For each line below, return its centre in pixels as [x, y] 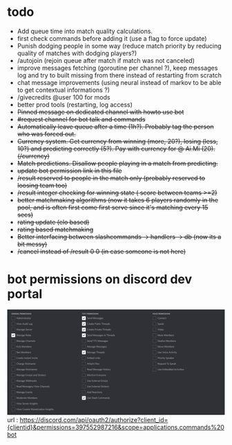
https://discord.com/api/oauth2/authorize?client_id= [94, 420]
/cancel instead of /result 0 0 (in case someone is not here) [101, 251]
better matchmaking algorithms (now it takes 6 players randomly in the [118, 200]
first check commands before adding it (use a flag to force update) [112, 38]
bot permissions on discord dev [100, 280]
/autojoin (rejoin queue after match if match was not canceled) [106, 60]
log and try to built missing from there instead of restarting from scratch [119, 75]
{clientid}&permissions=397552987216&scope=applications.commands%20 [116, 427]
